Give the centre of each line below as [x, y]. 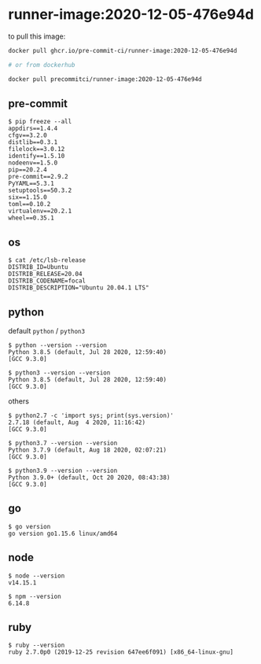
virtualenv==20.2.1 [40, 211]
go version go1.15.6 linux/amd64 [63, 533]
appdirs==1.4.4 [33, 129]
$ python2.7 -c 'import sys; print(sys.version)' [91, 415]
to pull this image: [37, 36]
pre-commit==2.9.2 [38, 177]
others [19, 401]
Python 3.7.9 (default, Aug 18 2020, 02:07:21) [88, 450]
